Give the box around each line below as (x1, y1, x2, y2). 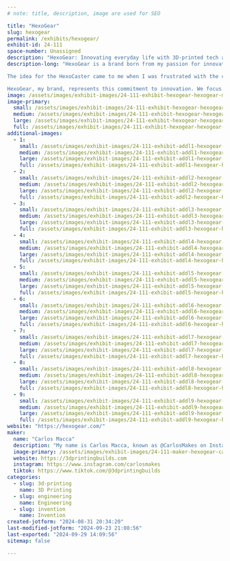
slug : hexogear (7, 29, 51, 36)
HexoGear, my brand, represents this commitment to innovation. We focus (7, 85, 222, 92)
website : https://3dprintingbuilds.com (13, 455, 127, 462)
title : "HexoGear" (7, 22, 60, 29)
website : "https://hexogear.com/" (7, 423, 106, 430)
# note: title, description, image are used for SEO (7, 10, 161, 17)
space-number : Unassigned (7, 48, 81, 55)
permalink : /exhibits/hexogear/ (7, 35, 99, 42)
